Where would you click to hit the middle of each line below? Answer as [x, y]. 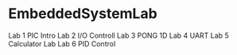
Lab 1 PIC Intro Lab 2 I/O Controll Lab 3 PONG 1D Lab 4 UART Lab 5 [118, 35]
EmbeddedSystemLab [83, 14]
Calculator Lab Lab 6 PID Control [62, 43]
